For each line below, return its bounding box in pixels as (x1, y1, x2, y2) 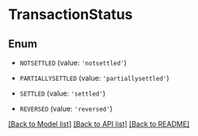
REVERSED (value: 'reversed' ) (19, 104, 113, 113)
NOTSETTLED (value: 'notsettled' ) (19, 58, 127, 67)
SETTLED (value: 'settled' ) (19, 89, 105, 98)
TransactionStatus (8, 6, 133, 24)
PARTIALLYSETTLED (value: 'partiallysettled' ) (19, 74, 169, 82)
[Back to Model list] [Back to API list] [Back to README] (8, 119, 190, 128)
